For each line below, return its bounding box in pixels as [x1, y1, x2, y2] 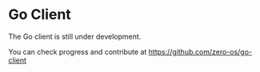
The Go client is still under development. [8, 32, 142, 41]
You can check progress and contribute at [8, 47, 147, 56]
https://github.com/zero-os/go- [148, 47, 253, 56]
